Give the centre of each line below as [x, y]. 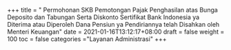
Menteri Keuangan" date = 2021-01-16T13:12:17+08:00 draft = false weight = [116, 32]
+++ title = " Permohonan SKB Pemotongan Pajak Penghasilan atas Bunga [113, 10]
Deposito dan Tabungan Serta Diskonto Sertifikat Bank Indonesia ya [103, 17]
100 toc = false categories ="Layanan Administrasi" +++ [87, 39]
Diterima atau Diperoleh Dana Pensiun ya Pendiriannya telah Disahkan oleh [113, 24]
